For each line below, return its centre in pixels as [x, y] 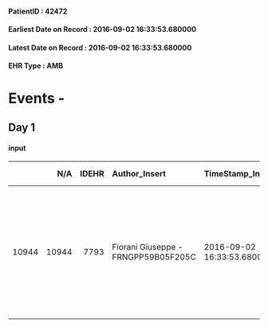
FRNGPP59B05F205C [154, 257]
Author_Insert [138, 174]
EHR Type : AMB [36, 66]
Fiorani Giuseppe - [147, 247]
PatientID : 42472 [38, 11]
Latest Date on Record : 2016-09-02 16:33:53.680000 [100, 47]
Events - [37, 98]
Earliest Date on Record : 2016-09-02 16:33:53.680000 [102, 30]
